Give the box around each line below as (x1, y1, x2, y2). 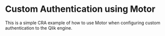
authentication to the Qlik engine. (5, 25, 72, 31)
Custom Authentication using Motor (5, 3, 156, 15)
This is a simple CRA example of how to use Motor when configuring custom (5, 20, 161, 26)
